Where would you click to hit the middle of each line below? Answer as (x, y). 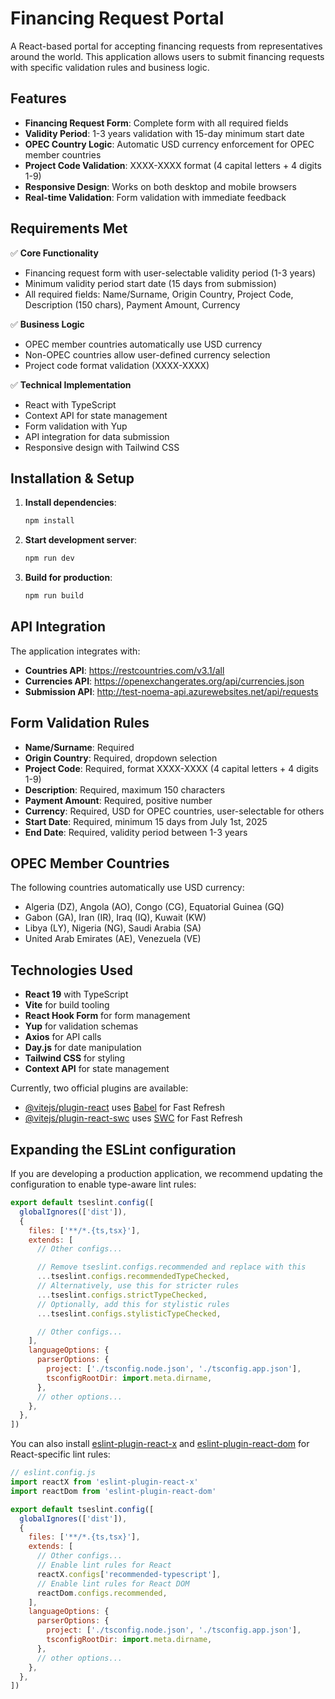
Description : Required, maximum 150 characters (125, 789)
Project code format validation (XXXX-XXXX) (117, 365)
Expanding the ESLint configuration (123, 1149)
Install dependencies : (70, 503)
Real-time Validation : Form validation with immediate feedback (155, 197)
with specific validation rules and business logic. (110, 67)
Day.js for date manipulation (83, 1048)
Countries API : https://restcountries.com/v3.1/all (124, 670)
